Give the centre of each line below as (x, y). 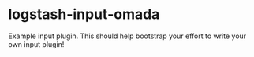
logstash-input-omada (84, 14)
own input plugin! (36, 44)
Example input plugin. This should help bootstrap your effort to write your (127, 36)
